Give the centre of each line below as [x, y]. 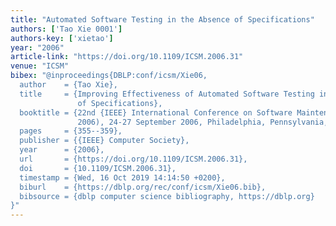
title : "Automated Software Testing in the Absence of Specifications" [162, 19]
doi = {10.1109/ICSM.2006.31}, [98, 168]
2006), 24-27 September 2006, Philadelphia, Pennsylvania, [203, 122]
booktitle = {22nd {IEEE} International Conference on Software [156, 112]
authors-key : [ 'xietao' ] [62, 38]
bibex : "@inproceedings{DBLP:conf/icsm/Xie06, [109, 76]
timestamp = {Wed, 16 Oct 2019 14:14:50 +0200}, [122, 177]
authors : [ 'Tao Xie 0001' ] [66, 29]
